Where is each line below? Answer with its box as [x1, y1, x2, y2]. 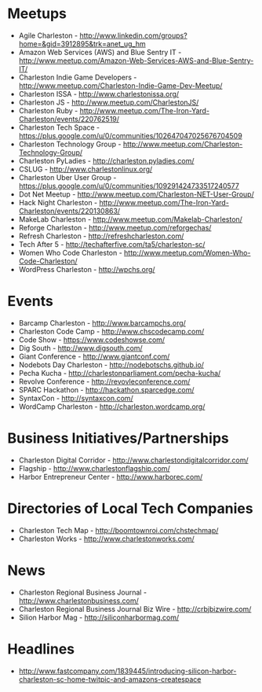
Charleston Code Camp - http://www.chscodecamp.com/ [18, 326, 205, 336]
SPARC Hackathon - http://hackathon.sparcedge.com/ [18, 385, 195, 394]
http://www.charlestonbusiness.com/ [18, 595, 139, 605]
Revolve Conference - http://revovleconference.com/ [18, 377, 191, 386]
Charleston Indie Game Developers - [18, 72, 137, 82]
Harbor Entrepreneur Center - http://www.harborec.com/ [18, 472, 203, 481]
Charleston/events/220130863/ [18, 206, 121, 215]
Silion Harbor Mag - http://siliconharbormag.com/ [18, 613, 180, 622]
